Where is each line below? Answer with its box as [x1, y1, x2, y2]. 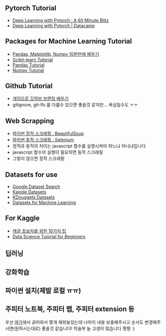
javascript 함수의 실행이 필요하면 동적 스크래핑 [12, 149, 103, 155]
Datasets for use [5, 170, 58, 179]
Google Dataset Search [12, 183, 61, 189]
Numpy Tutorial [12, 67, 44, 73]
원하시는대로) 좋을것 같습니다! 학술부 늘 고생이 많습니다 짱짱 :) [14, 325, 135, 331]
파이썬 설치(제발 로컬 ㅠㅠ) [5, 286, 81, 295]
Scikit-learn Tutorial [12, 56, 53, 62]
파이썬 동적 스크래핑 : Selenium [12, 137, 74, 143]
